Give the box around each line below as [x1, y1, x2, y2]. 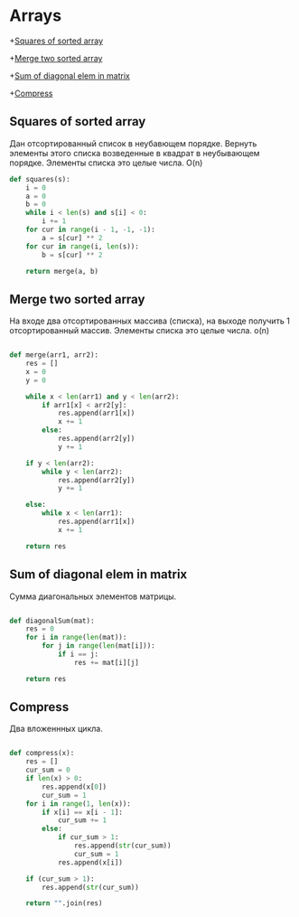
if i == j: [57, 650, 99, 659]
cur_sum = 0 [25, 765, 70, 775]
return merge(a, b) [25, 267, 99, 276]
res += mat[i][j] [73, 658, 140, 667]
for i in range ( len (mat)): [25, 633, 127, 642]
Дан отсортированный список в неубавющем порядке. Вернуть [9, 137, 257, 149]
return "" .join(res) [25, 899, 103, 908]
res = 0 [25, 624, 54, 633]
